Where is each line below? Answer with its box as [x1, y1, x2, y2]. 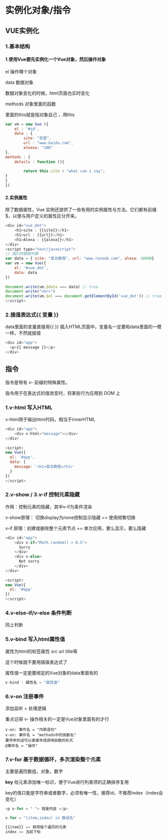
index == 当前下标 [5, 829, 41, 834]
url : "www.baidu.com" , [23, 140, 73, 146]
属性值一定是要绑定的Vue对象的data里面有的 [5, 669, 99, 676]
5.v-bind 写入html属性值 [5, 636, 65, 643]
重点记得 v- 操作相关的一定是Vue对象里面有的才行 [5, 716, 109, 722]
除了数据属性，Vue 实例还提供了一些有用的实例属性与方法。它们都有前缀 [5, 207, 157, 213]
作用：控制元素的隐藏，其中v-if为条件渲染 [5, 503, 93, 509]
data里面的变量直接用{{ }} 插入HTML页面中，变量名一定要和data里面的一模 [5, 324, 162, 330]
